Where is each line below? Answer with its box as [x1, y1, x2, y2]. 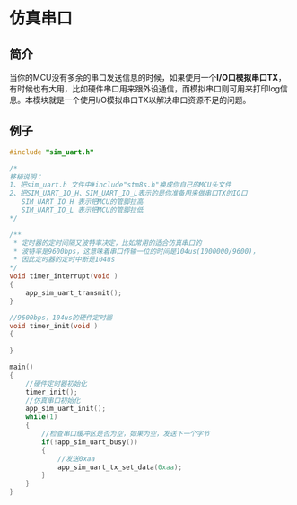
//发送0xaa [57, 454, 96, 463]
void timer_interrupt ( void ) [9, 272, 118, 281]
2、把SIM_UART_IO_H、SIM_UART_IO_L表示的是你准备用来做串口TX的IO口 [9, 189, 249, 198]
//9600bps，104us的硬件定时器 [9, 313, 113, 322]
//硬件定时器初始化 [25, 379, 88, 388]
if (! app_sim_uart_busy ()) [41, 437, 139, 447]
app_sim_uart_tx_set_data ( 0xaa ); [57, 463, 182, 472]
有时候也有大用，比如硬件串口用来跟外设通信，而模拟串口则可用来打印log [9, 83, 281, 94]
